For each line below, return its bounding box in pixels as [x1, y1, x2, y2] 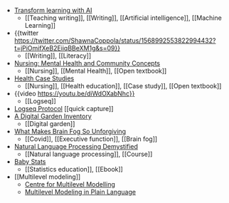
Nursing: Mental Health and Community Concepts [14, 59, 161, 67]
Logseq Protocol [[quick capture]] [14, 105, 114, 113]
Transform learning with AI [14, 6, 92, 14]
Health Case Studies [14, 74, 75, 83]
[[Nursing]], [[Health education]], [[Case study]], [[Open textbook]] [24, 82, 222, 90]
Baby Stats [14, 157, 46, 166]
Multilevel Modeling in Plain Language [24, 188, 137, 196]
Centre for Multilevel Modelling [24, 180, 116, 188]
